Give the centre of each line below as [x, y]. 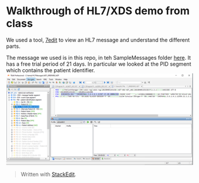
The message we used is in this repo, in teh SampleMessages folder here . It [99, 57]
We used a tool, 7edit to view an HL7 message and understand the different [98, 40]
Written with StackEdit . [49, 174]
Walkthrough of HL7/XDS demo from [98, 11]
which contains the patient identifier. [51, 70]
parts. [13, 46]
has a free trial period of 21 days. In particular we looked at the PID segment [99, 64]
